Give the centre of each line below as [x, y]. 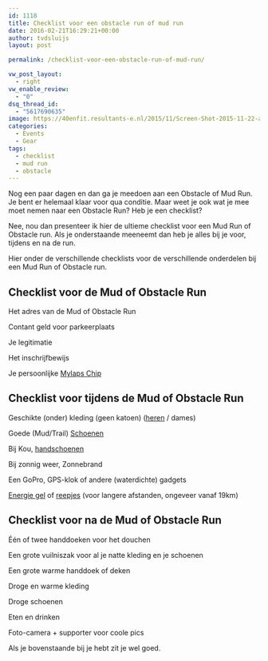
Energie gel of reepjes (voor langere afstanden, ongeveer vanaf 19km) [123, 495]
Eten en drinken [34, 617]
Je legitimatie [30, 342]
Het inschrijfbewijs [39, 358]
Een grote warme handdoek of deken [69, 570]
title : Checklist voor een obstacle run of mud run [96, 23]
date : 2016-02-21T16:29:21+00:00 [64, 30]
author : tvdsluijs [39, 38]
